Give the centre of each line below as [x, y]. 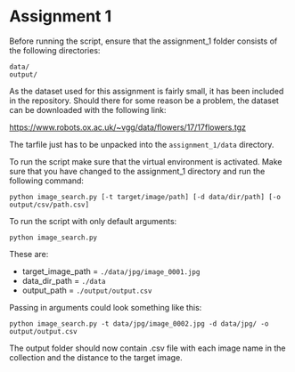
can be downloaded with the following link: [88, 109]
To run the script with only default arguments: [93, 221]
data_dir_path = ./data [64, 280]
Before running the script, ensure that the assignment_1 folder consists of [143, 41]
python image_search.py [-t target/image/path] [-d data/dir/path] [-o [145, 197]
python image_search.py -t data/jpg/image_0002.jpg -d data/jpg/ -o [139, 323]
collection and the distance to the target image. [96, 357]
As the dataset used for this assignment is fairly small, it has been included [147, 91]
